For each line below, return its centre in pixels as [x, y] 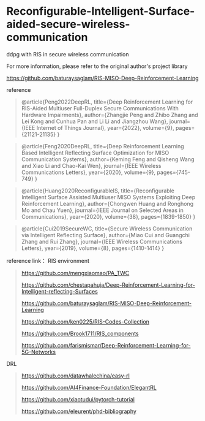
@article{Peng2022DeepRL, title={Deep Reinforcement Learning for [107, 102]
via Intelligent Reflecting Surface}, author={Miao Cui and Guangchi [105, 235]
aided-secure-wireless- [68, 24]
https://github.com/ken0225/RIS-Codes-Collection [85, 321]
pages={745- [174, 172]
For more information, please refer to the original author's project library [97, 66]
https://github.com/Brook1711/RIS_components [80, 333]
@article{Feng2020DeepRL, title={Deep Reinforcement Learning [103, 146]
